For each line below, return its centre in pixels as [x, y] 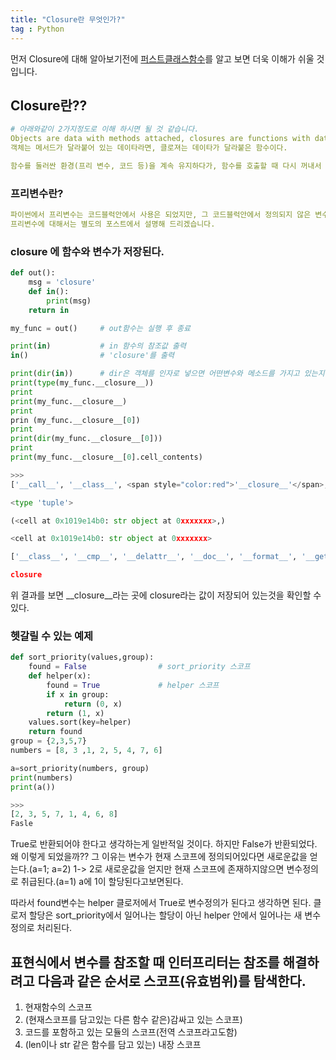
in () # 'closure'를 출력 [92, 356]
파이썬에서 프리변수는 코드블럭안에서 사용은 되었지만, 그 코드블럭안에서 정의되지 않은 [161, 215]
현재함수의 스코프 [58, 1007]
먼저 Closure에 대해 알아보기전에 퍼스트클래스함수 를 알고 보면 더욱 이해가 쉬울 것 [167, 58]
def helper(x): [60, 676]
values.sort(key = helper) [80, 722]
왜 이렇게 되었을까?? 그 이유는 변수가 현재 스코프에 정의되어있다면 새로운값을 [159, 857]
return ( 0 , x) [93, 704]
